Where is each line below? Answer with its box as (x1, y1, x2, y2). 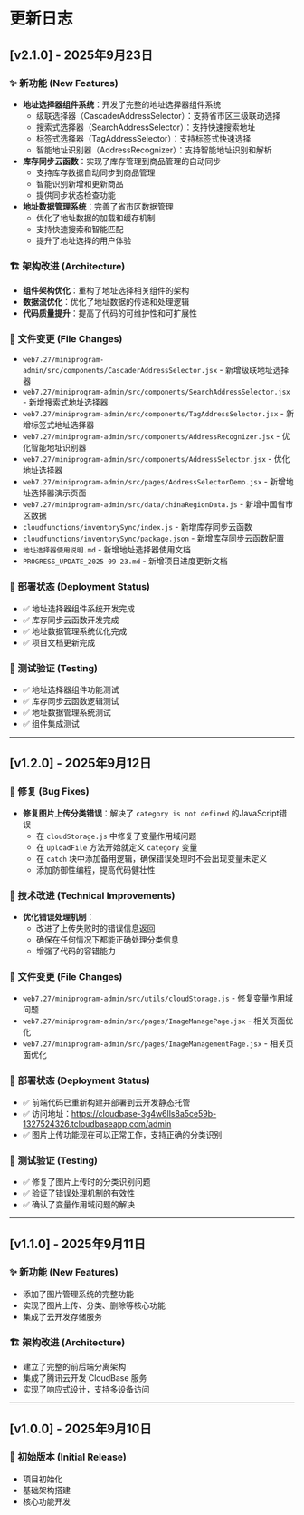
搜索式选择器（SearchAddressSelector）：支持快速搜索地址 (35, 122, 256, 132)
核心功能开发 (22, 1496, 71, 1507)
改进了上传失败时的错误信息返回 (35, 923, 156, 934)
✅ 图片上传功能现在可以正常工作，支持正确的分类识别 (22, 1129, 223, 1139)
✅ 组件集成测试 (22, 718, 80, 729)
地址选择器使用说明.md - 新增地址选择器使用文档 (22, 544, 192, 555)
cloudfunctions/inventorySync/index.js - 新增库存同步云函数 (22, 522, 252, 533)
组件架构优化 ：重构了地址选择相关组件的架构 (22, 285, 190, 296)
